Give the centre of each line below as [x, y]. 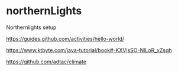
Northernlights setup [31, 27]
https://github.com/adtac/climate [46, 62]
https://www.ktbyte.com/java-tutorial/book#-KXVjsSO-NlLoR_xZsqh [89, 50]
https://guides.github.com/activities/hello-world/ [65, 38]
